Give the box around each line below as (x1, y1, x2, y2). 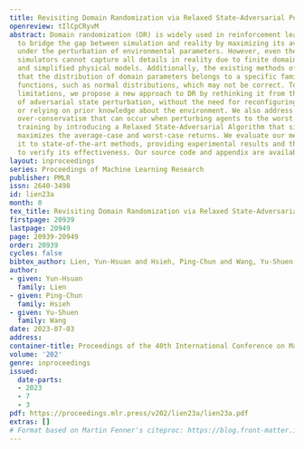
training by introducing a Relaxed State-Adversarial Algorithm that (17, 123, 285, 132)
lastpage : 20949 (9, 224, 71, 233)
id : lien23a (9, 190, 54, 199)
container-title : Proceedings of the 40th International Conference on (9, 341, 285, 350)
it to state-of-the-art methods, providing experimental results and (17, 139, 285, 148)
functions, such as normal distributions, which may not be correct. (17, 81, 285, 90)
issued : (9, 367, 39, 376)
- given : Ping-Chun (9, 291, 83, 300)
